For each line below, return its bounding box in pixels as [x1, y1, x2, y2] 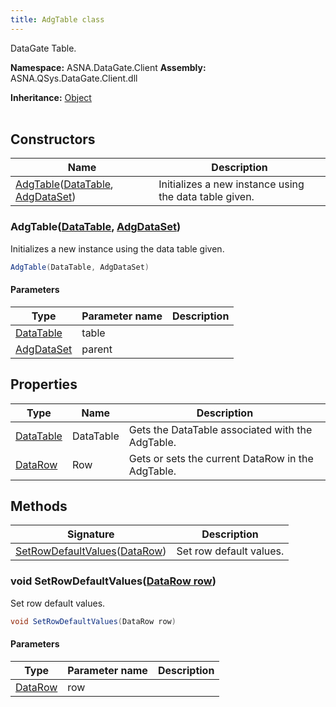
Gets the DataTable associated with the [128, 422, 313, 436]
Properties [10, 376, 78, 393]
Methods [10, 498, 68, 515]
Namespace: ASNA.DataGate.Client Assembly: [10, 61, 207, 73]
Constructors [10, 131, 96, 148]
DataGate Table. [10, 42, 77, 54]
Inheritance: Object [10, 91, 92, 103]
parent [81, 342, 113, 356]
